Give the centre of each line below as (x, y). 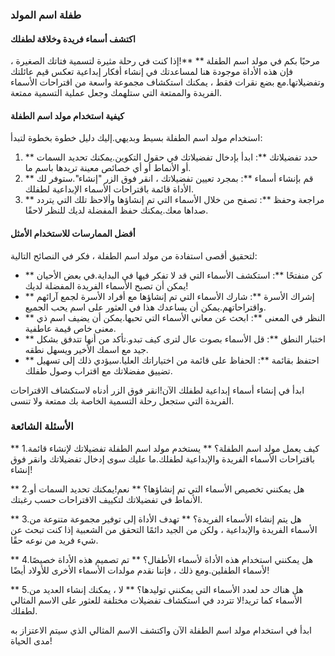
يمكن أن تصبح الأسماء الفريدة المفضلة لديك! (106, 285)
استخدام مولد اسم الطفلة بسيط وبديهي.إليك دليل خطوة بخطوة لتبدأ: (136, 138)
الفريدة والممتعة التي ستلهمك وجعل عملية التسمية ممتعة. (116, 93)
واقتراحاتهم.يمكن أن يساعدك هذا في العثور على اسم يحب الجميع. (145, 307)
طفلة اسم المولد (46, 15)
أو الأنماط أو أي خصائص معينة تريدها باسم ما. (108, 168)
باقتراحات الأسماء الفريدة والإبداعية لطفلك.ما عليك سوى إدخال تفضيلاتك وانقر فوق (162, 459)
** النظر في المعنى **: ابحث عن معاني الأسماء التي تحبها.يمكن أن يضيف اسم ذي (175, 317)
